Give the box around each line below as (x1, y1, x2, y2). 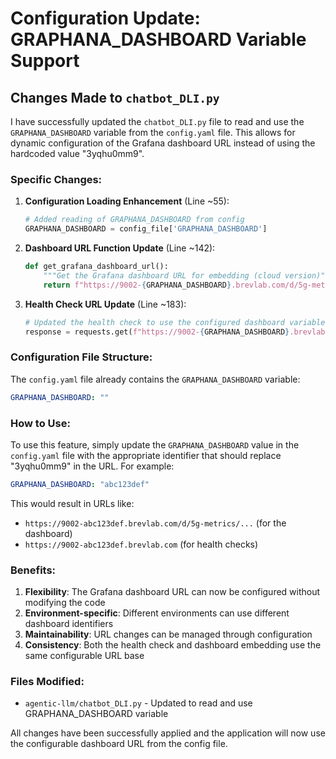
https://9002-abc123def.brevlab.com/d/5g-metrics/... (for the (24, 517, 287, 529)
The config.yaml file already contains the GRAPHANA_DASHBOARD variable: (10, 373, 301, 385)
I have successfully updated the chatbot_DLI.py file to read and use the (10, 116, 305, 127)
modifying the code (24, 597, 106, 609)
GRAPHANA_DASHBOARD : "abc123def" (10, 479, 150, 489)
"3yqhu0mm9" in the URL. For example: (10, 460, 175, 472)
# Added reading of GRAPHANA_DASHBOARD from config (24, 215, 245, 225)
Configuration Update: (10, 7, 201, 30)
